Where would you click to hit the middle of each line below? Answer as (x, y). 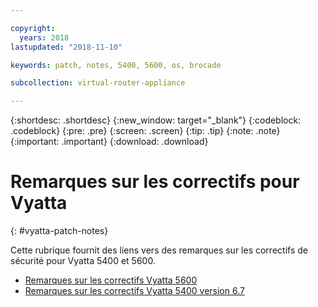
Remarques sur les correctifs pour (155, 182)
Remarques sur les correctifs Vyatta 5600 (111, 280)
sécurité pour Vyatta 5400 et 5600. (83, 261)
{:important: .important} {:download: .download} (109, 142)
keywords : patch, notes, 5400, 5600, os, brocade (116, 65)
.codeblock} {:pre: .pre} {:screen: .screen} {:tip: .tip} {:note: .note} (145, 131)
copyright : (33, 28)
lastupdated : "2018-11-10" (66, 47)
